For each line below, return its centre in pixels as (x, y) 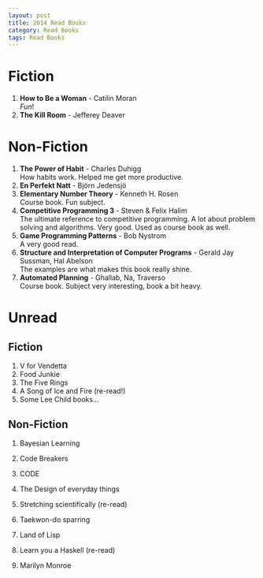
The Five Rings (44, 382)
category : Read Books (44, 30)
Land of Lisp (40, 535)
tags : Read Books (37, 37)
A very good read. (49, 244)
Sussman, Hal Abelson (56, 261)
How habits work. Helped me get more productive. (101, 177)
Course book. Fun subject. (63, 203)
